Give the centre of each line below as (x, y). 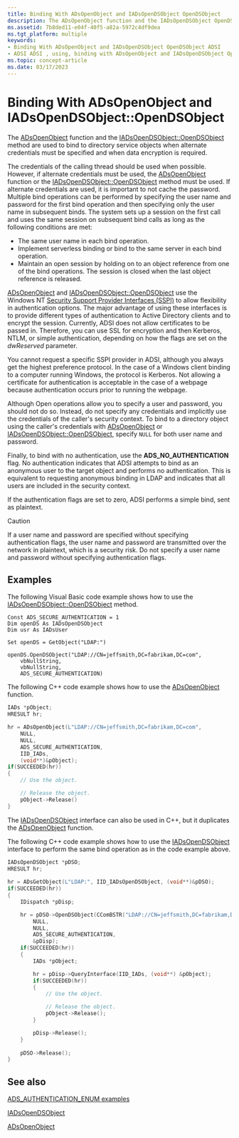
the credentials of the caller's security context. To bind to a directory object (118, 419)
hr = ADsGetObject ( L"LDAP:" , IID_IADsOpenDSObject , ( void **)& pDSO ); (111, 882)
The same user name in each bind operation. (83, 240)
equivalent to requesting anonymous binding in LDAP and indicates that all (116, 478)
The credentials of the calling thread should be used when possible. (107, 166)
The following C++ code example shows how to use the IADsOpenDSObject (118, 841)
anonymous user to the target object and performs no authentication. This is (119, 470)
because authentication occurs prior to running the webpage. (97, 390)
